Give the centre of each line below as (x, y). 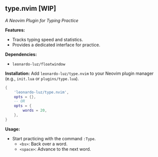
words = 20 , (35, 111)
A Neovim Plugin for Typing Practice (42, 20)
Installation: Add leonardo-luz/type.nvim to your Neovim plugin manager (79, 73)
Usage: (13, 129)
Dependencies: (21, 54)
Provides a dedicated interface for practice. (56, 45)
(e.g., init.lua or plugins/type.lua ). (42, 78)
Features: (15, 30)
